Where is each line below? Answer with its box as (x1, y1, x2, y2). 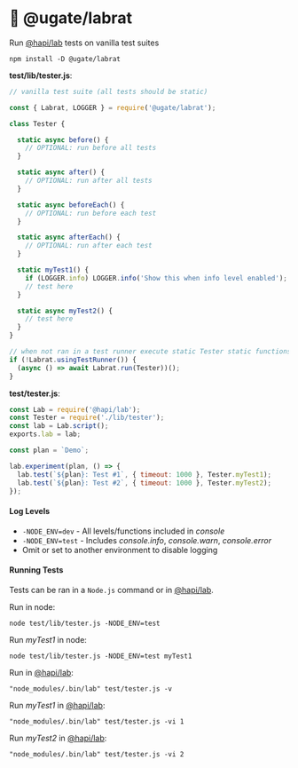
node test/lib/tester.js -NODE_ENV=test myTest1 (9, 652, 192, 661)
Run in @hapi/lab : (9, 667, 74, 677)
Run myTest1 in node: (9, 634, 87, 645)
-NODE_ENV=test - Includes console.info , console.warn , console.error (21, 534, 272, 545)
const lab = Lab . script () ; (9, 422, 109, 431)
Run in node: (9, 601, 56, 612)
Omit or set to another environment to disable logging (21, 544, 218, 555)
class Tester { (9, 119, 66, 128)
